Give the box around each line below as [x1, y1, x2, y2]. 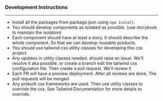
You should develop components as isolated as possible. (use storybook [12, 25, 157, 30]
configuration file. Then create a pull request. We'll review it [12, 66, 132, 72]
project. [12, 50, 28, 56]
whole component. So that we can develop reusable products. [12, 40, 137, 46]
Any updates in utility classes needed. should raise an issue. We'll [12, 55, 144, 61]
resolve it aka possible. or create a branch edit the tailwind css [12, 60, 137, 66]
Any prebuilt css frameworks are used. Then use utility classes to [12, 81, 143, 87]
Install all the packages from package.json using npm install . [12, 19, 135, 25]
